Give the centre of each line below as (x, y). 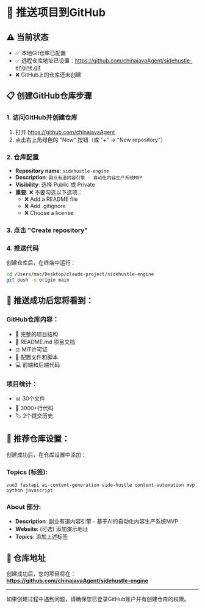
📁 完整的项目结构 (36, 334)
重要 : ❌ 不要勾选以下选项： (49, 192)
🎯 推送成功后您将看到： (50, 301)
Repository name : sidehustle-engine (62, 171)
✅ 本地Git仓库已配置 (40, 53)
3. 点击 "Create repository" (47, 230)
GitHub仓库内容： (33, 320)
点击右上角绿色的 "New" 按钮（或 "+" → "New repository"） (91, 140)
